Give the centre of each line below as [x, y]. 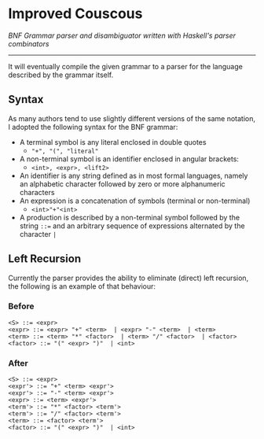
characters [37, 192]
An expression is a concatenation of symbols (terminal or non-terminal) [135, 201]
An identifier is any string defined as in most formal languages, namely [134, 175]
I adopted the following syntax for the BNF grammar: [93, 127]
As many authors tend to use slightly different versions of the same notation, [132, 118]
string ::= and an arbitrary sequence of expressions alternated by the [132, 226]
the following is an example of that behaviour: [82, 286]
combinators [29, 43]
